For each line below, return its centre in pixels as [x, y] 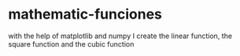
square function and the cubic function [71, 44]
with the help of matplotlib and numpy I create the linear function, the [120, 36]
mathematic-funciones [85, 14]
